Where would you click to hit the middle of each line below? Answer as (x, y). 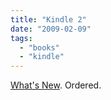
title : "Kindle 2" (48, 19)
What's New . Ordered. (56, 85)
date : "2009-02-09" (51, 29)
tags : (21, 38)
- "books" (39, 47)
